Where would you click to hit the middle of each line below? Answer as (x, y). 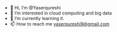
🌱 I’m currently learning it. (37, 18)
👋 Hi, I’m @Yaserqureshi (35, 8)
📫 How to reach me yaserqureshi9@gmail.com (60, 24)
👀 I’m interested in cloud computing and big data (61, 13)
